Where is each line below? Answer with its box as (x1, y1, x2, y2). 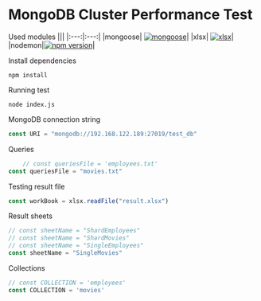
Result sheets (8, 211, 53, 221)
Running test (8, 85, 50, 95)
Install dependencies (8, 56, 77, 65)
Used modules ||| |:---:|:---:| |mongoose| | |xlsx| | (8, 32, 235, 41)
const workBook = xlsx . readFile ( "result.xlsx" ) (8, 197, 169, 205)
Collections (8, 263, 45, 272)
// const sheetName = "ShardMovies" (8, 234, 130, 242)
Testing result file (8, 182, 65, 191)
